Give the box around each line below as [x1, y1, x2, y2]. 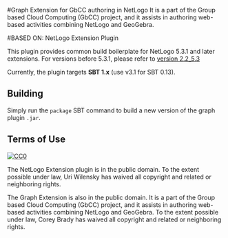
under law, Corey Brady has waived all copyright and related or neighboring [7, 215, 222, 224]
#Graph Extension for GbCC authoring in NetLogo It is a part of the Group [7, 6, 216, 14]
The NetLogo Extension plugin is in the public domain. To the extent [7, 165, 200, 173]
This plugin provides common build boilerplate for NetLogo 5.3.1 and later [7, 48, 215, 55]
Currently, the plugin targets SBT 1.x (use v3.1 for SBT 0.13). [7, 68, 176, 76]
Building [7, 88, 43, 99]
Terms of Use [7, 134, 66, 146]
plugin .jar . [7, 113, 41, 121]
